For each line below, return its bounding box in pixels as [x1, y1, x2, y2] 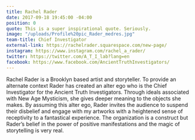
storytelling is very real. [6, 127, 64, 134]
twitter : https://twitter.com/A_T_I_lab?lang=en [6, 53, 130, 59]
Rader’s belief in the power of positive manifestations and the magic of [6, 120, 181, 127]
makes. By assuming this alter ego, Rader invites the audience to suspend [6, 101, 188, 108]
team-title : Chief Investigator [6, 37, 87, 43]
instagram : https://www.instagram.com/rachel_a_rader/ [6, 48, 146, 54]
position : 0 [6, 20, 36, 26]
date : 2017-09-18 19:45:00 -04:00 [6, 14, 93, 20]
